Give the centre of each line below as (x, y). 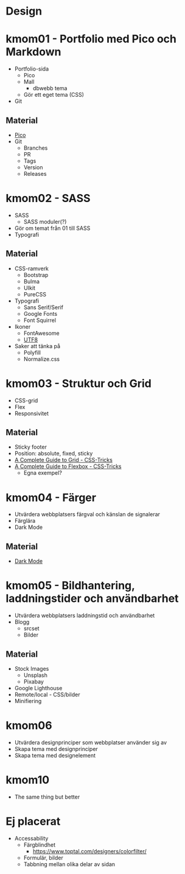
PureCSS (35, 294)
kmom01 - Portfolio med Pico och (91, 39)
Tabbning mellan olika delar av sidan (69, 864)
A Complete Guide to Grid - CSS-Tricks (64, 460)
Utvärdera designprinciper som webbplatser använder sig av (91, 742)
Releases (35, 173)
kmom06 (29, 726)
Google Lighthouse (38, 688)
